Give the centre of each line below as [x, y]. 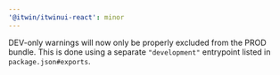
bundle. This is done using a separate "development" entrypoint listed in [140, 52]
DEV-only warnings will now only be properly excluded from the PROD [137, 42]
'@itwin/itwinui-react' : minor [66, 17]
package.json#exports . [49, 61]
